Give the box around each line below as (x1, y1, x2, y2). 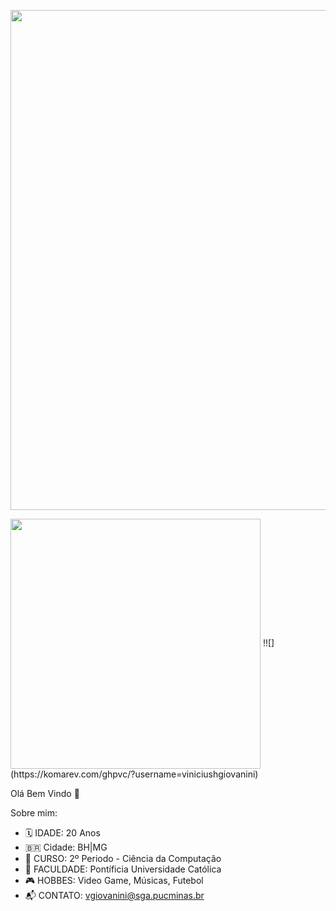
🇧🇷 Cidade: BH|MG (24, 841, 108, 853)
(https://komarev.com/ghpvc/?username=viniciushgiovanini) (10, 768, 259, 780)
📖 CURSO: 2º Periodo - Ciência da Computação (24, 853, 222, 864)
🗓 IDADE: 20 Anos (24, 827, 101, 839)
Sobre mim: (10, 807, 58, 819)
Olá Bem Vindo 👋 (10, 788, 80, 799)
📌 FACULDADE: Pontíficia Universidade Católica (24, 863, 222, 875)
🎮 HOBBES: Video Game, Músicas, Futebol (24, 875, 204, 886)
